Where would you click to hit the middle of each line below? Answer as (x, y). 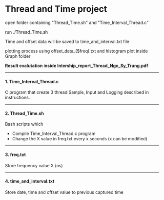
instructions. (18, 98)
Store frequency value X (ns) (34, 165)
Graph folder (18, 56)
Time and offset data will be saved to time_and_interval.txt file (67, 41)
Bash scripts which (24, 124)
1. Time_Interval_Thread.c (32, 81)
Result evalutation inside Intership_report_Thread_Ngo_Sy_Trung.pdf (77, 66)
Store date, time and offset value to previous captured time (64, 192)
